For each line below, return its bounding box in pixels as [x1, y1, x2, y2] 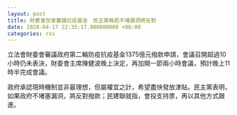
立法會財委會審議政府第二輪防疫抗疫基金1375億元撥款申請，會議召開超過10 [7, 50, 226, 59]
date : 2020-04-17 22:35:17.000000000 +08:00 [7, 23, 141, 30]
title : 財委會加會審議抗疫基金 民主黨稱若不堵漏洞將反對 [7, 17, 157, 24]
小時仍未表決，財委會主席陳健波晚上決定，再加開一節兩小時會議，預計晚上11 [7, 59, 231, 68]
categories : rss [7, 30, 55, 37]
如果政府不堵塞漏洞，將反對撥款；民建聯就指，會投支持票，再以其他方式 [7, 92, 219, 100]
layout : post [7, 10, 46, 18]
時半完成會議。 [7, 68, 51, 76]
